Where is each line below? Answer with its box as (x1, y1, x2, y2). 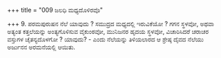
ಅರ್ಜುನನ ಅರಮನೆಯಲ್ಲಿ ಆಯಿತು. (7, 43, 76, 51)
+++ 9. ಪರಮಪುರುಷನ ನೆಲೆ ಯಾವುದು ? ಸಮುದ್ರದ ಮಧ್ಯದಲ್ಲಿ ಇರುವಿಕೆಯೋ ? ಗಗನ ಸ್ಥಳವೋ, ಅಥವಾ (7, 20, 214, 28)
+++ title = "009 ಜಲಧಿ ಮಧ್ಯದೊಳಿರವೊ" (7, 6, 104, 14)
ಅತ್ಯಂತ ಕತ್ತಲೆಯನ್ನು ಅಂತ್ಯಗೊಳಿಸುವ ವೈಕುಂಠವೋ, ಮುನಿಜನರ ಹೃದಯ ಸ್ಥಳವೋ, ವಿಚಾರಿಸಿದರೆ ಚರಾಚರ (7, 28, 209, 35)
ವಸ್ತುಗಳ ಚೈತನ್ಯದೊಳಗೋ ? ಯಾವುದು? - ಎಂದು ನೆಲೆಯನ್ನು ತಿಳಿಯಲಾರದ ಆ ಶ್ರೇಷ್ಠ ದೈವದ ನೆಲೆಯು (7, 35, 204, 43)
